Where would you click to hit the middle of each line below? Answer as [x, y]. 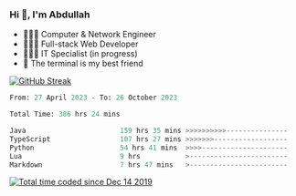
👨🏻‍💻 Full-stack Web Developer [80, 44]
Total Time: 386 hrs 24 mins [65, 114]
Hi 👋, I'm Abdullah [50, 15]
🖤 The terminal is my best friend [83, 64]
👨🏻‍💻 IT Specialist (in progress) [80, 54]
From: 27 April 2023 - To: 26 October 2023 [94, 98]
